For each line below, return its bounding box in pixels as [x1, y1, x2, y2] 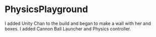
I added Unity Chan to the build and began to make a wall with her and [5, 20, 151, 26]
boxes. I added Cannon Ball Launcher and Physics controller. [5, 25, 131, 31]
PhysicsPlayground [5, 4, 88, 15]
